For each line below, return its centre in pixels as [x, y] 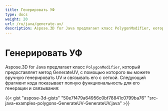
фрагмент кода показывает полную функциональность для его [72, 83]
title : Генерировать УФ [30, 10]
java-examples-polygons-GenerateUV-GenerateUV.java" [64, 103]
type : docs [16, 14]
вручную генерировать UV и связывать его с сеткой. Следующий [75, 77]
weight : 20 [16, 19]
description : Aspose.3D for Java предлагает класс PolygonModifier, [78, 28]
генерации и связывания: [32, 88]
